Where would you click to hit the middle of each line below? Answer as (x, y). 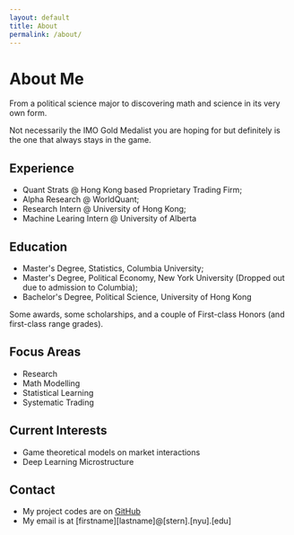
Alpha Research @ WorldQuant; (81, 199)
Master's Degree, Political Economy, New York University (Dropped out (153, 277)
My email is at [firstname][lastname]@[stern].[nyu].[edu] (126, 521)
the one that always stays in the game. (80, 140)
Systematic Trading (58, 402)
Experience (42, 168)
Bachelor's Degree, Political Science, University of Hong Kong (137, 296)
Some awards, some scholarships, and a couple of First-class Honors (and (147, 314)
